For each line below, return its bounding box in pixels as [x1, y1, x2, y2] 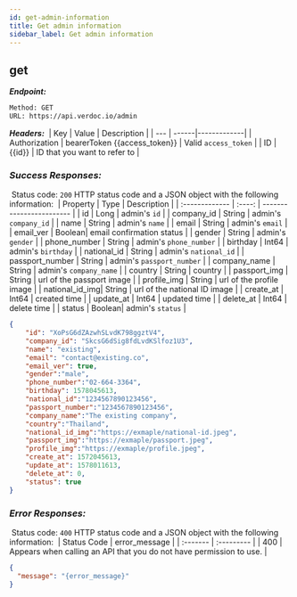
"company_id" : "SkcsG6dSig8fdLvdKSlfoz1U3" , [25, 336, 194, 346]
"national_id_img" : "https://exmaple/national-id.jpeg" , [25, 428, 238, 437]
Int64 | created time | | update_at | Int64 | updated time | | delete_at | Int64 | [9, 293, 287, 304]
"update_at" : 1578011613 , [25, 461, 122, 470]
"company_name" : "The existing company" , [25, 411, 177, 420]
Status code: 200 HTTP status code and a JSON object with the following [11, 189, 279, 200]
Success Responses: [9, 168, 103, 181]
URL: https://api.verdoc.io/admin [9, 112, 138, 121]
